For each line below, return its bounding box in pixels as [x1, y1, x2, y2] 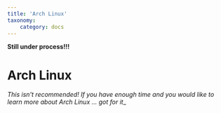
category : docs [20, 23, 65, 30]
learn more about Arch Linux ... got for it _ [7, 98, 126, 106]
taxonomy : [7, 17, 36, 24]
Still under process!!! [7, 43, 70, 51]
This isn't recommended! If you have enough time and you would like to [7, 91, 215, 99]
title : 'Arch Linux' [7, 10, 68, 18]
